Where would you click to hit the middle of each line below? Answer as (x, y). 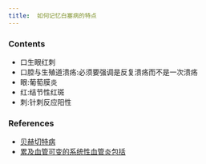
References (31, 123)
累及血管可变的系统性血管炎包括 (73, 152)
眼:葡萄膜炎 (38, 82)
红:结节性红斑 (42, 92)
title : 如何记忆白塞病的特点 (53, 16)
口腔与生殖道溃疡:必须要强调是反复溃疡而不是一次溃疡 (109, 72)
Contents (27, 43)
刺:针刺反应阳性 (46, 102)
